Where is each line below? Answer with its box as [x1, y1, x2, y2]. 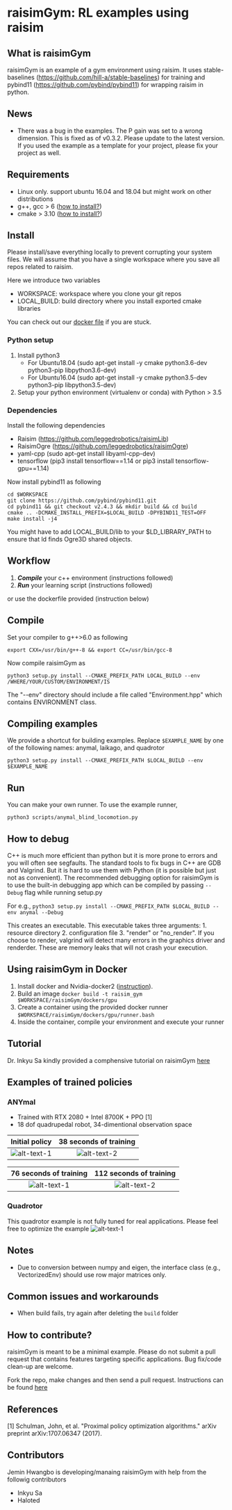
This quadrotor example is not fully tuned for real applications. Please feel [7, 1217, 219, 1225]
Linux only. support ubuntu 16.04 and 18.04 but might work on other [17, 187, 212, 195]
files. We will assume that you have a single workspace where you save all [7, 255, 220, 263]
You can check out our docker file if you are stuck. [7, 318, 151, 326]
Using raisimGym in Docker [7, 964, 128, 975]
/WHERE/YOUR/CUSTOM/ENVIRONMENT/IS [7, 678, 110, 685]
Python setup [7, 335, 54, 345]
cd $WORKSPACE [7, 492, 49, 498]
